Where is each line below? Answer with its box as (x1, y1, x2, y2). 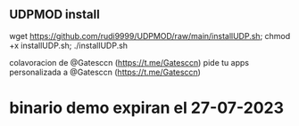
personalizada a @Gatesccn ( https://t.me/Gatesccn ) (9, 67, 201, 77)
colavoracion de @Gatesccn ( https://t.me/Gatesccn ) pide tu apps (9, 57, 250, 67)
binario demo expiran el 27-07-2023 (9, 98, 284, 118)
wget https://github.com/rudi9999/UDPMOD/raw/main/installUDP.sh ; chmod (9, 30, 291, 41)
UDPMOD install (9, 7, 100, 22)
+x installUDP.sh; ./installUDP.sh (9, 40, 128, 51)
